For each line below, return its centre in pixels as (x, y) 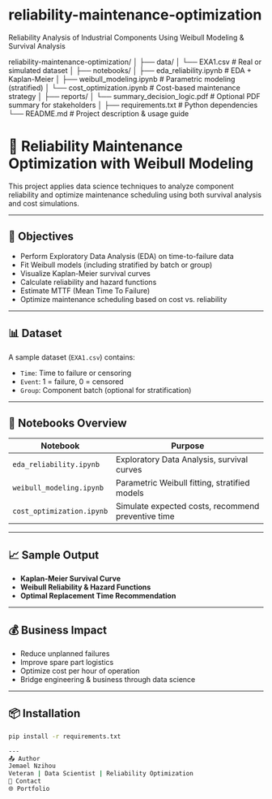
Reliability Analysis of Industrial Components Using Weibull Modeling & (126, 37)
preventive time (146, 516)
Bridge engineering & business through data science (108, 679)
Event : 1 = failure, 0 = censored (72, 381)
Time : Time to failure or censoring (76, 373)
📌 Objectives (41, 237)
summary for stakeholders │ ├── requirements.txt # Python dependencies (133, 105)
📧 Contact (25, 781)
